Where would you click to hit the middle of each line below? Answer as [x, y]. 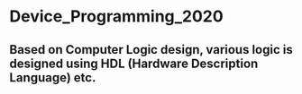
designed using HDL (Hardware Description [134, 63]
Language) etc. [53, 77]
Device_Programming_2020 [116, 17]
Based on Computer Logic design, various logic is [151, 50]
